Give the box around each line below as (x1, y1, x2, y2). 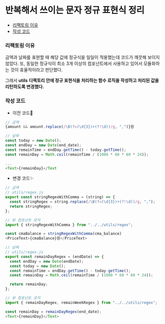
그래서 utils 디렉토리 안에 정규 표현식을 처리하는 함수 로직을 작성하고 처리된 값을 (5, 77, 159, 83)
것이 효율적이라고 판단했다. (10, 67, 63, 73)
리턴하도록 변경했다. (5, 83, 44, 90)
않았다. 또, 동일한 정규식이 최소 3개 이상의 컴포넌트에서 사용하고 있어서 (5, 60, 142, 66)
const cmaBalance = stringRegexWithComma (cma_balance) (5, 231, 122, 236)
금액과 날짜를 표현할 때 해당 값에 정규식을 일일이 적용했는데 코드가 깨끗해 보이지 (5, 54, 160, 60)
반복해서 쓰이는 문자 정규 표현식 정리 (5, 4, 145, 16)
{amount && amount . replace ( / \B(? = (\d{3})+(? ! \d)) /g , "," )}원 (5, 124, 134, 129)
